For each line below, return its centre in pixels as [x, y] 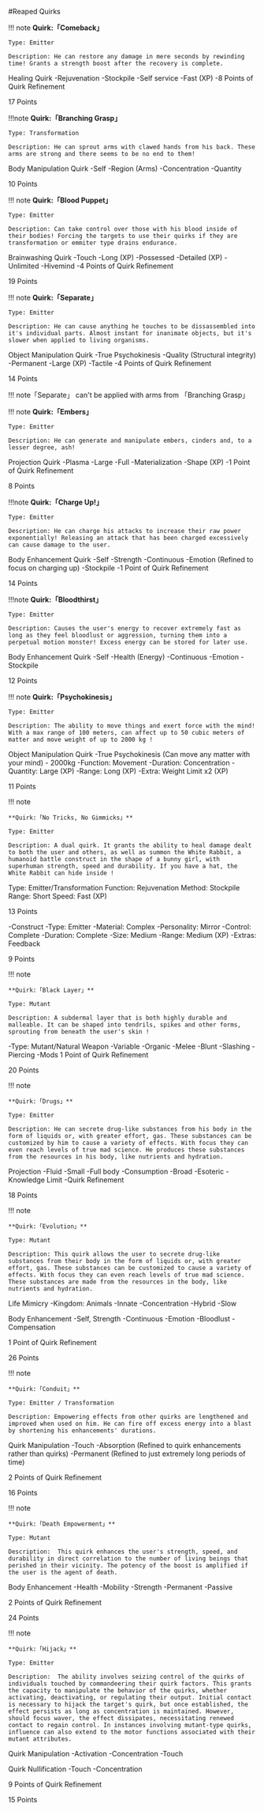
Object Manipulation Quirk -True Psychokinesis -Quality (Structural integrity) [132, 355]
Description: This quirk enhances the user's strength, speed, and [123, 1552]
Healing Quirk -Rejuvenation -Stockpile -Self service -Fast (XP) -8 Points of [131, 78]
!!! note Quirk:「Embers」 [50, 412]
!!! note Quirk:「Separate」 [53, 297]
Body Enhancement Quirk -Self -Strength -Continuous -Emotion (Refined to [131, 560]
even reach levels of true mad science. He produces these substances [126, 1150]
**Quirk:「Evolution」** [48, 1227]
